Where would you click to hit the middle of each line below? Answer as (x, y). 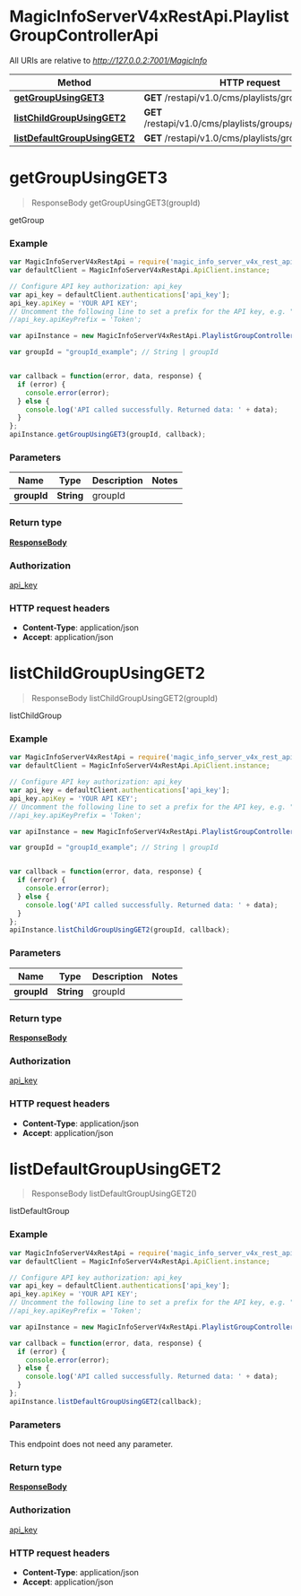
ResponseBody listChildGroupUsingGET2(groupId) (125, 698)
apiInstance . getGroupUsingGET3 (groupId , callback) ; (107, 435)
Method (74, 82)
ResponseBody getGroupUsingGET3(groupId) (116, 203)
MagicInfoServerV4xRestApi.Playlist (149, 17)
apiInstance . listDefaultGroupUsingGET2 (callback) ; (106, 1401)
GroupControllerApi (84, 35)
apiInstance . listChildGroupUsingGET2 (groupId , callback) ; (120, 930)
